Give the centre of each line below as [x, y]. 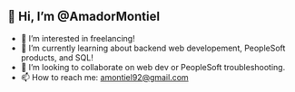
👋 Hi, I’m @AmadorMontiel [84, 17]
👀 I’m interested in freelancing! [78, 38]
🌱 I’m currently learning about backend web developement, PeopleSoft [153, 48]
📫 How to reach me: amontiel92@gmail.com [104, 77]
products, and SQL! [57, 57]
